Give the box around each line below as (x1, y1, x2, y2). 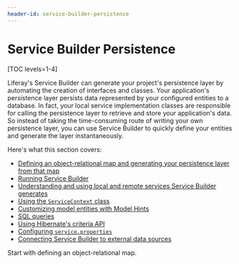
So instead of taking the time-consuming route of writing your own (7, 116, 203, 125)
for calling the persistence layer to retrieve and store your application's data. (7, 108, 232, 117)
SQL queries (17, 211, 55, 221)
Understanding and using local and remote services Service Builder (17, 181, 217, 190)
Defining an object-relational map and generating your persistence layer (17, 159, 230, 167)
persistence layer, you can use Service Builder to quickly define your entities (7, 124, 233, 132)
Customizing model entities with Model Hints (17, 204, 150, 213)
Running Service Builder (17, 174, 89, 182)
